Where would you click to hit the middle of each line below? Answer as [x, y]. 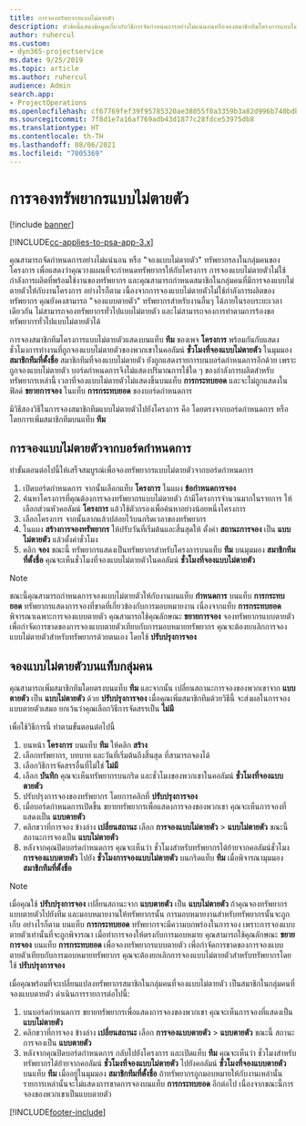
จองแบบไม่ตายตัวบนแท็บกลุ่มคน [81, 666]
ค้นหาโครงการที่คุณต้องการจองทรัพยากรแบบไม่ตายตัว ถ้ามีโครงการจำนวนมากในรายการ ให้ [158, 498]
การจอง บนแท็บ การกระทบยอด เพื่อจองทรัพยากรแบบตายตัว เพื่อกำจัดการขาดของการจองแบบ [147, 945]
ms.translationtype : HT [55, 128]
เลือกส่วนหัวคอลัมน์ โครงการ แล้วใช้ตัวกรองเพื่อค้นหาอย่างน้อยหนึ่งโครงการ [134, 509]
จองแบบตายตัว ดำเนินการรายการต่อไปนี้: [70, 994]
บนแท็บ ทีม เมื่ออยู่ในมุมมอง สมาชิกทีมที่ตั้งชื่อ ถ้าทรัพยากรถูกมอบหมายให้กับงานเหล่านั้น [153, 1074]
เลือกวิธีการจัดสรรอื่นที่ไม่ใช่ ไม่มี [70, 765]
